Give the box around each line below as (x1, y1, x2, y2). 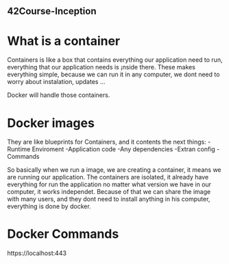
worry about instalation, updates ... (7, 78, 106, 86)
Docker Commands (7, 226, 119, 242)
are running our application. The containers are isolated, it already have (7, 173, 209, 181)
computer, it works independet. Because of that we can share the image (7, 188, 211, 196)
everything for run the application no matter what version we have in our (7, 180, 211, 188)
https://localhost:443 (7, 249, 67, 257)
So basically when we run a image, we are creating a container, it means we (7, 166, 221, 174)
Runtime (7, 145, 31, 153)
